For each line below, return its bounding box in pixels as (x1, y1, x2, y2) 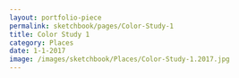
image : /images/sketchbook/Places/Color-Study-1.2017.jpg (9, 55, 230, 64)
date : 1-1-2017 (9, 47, 66, 56)
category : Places (9, 38, 74, 48)
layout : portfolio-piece (9, 13, 102, 22)
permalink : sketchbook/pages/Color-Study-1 (9, 22, 175, 30)
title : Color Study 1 (9, 30, 90, 39)
